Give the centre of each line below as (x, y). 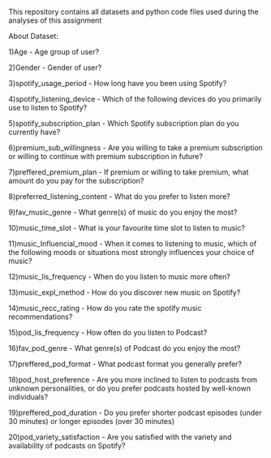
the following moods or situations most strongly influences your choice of (131, 252)
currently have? (34, 132)
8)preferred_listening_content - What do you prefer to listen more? (119, 197)
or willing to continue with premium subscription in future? (105, 156)
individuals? (28, 397)
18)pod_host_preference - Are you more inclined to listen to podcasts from (133, 380)
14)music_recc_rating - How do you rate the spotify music (105, 308)
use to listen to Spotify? (48, 108)
